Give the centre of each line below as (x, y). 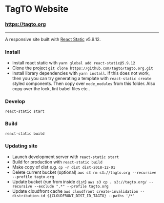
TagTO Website (37, 9)
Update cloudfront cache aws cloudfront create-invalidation (75, 191)
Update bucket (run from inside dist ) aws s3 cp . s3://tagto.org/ (80, 182)
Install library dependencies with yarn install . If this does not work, (81, 73)
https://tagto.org (26, 24)
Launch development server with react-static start (65, 157)
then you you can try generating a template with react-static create (82, 78)
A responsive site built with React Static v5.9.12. (53, 40)
